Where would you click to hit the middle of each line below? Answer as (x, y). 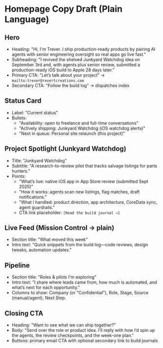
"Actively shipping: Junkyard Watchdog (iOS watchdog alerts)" (82, 128)
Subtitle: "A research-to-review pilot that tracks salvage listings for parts (84, 166)
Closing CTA (24, 313)
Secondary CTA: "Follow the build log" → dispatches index (71, 86)
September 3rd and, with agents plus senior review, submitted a (76, 65)
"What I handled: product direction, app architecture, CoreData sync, (88, 202)
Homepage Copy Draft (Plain (63, 9)
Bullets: (19, 118)
